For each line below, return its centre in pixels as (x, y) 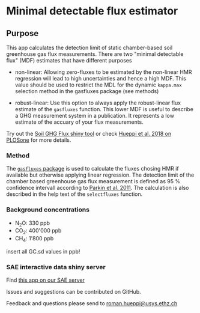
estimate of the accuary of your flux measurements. (79, 122)
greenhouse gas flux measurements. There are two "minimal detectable (95, 54)
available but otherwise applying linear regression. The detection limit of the (100, 175)
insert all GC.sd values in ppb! (43, 251)
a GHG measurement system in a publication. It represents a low (94, 116)
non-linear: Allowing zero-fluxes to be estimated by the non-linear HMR (103, 72)
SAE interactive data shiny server (56, 267)
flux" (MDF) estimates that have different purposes (69, 60)
